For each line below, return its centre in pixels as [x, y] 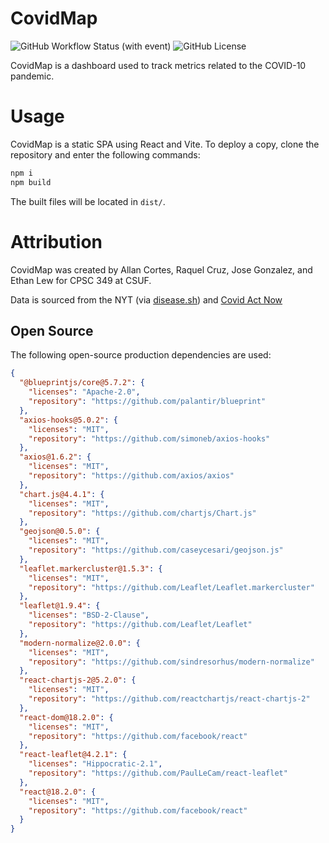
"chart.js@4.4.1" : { [62, 494]
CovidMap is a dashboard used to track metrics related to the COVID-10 [158, 65]
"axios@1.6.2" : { [55, 457]
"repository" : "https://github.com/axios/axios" [131, 476]
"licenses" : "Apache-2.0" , [84, 392]
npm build [31, 182]
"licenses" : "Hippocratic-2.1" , [95, 764]
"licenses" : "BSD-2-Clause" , [89, 615]
